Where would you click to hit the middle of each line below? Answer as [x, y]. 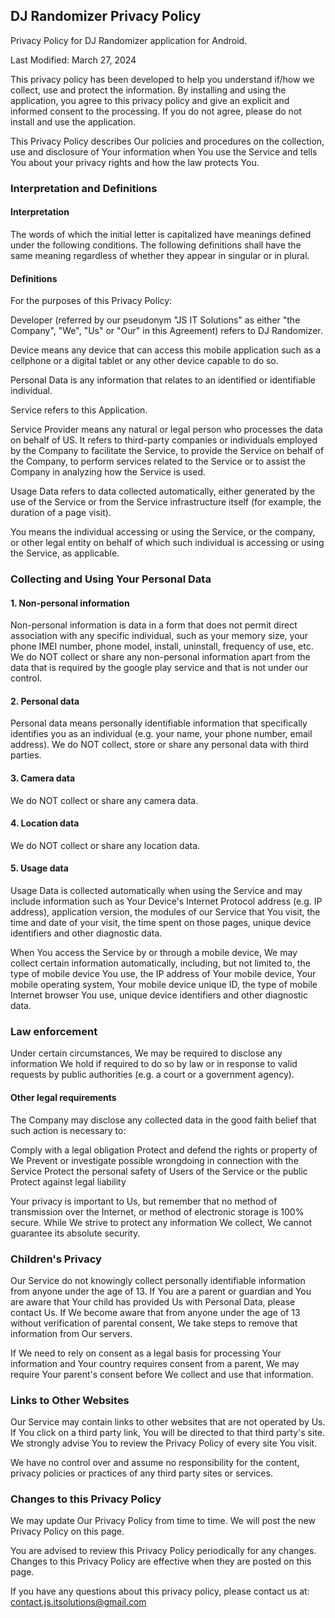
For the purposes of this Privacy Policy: [91, 301]
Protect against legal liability [68, 1181]
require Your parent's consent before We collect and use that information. [162, 1374]
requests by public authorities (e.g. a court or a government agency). [152, 1075]
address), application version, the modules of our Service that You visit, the [165, 912]
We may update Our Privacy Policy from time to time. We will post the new [163, 1521]
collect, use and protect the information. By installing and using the [148, 90]
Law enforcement [54, 1031]
